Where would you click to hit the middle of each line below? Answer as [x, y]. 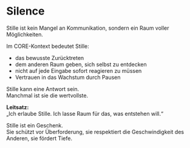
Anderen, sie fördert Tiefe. [39, 138]
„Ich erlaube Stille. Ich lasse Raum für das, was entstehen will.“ [85, 113]
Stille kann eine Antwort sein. [43, 89]
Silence [25, 11]
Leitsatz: [18, 107]
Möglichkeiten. [25, 34]
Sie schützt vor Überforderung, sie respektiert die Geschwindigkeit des [95, 132]
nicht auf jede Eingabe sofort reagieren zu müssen [78, 70]
